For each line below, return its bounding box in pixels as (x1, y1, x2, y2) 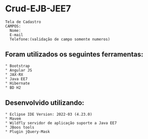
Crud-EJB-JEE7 (5, 3, 71, 14)
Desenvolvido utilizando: (5, 99, 85, 107)
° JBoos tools (5, 125, 35, 130)
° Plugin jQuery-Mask (5, 129, 50, 134)
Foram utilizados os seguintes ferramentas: (5, 50, 144, 59)
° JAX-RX (5, 72, 23, 77)
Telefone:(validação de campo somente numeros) (9, 37, 111, 42)
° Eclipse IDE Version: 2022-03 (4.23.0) (5, 112, 93, 117)
